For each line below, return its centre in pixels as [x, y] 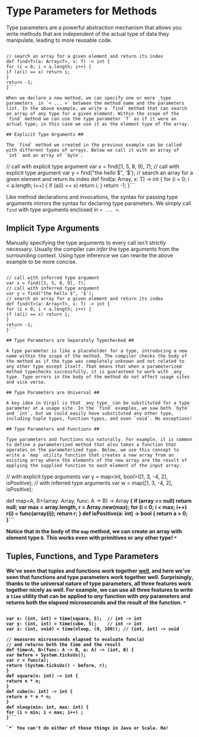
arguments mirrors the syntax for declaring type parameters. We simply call [99, 203]
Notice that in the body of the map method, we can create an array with [94, 531]
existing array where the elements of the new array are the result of [97, 460]
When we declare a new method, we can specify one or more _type [89, 98]
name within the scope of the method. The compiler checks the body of [97, 356]
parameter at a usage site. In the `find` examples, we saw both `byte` [98, 408]
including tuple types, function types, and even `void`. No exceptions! [99, 418]
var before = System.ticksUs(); [46, 655]
